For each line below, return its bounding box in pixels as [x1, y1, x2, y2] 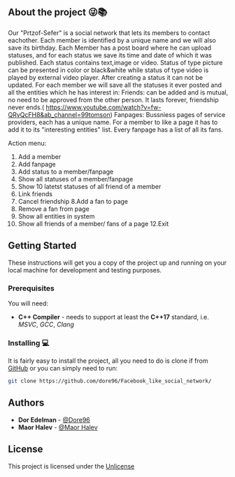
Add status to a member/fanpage [17, 167, 114, 176]
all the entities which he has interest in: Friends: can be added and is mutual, [8, 88, 229, 97]
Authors [8, 397, 45, 409]
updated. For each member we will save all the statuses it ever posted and [8, 81, 222, 89]
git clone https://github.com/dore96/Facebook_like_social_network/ [8, 378, 212, 385]
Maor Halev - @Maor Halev [17, 423, 98, 431]
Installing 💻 [8, 338, 50, 347]
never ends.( [8, 103, 45, 111]
